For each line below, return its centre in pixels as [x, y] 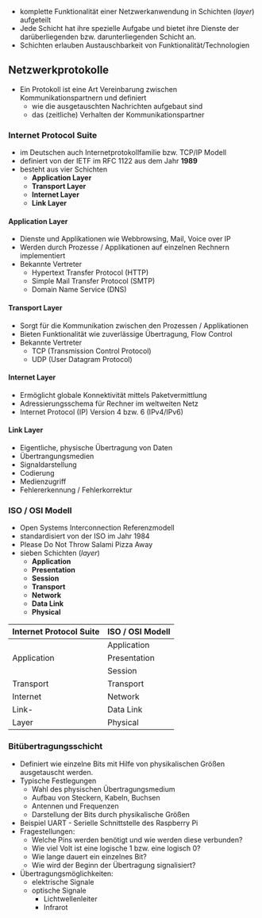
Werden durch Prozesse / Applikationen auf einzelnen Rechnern [125, 247]
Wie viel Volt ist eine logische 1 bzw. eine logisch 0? [116, 848]
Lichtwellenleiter [70, 899]
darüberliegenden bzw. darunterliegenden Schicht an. [108, 37]
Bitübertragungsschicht [56, 746]
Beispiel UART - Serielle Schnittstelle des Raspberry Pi [109, 823]
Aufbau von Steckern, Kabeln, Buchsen [96, 797]
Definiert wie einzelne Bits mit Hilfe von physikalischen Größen [122, 764]
